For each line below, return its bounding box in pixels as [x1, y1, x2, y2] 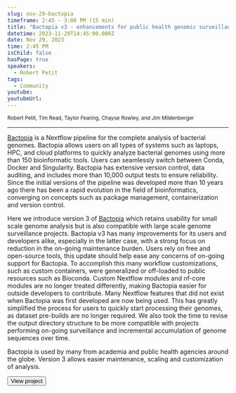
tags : [7, 75, 23, 83]
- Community [13, 82, 49, 89]
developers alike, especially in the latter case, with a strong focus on [7, 237, 206, 245]
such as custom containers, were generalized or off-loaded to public [7, 266, 206, 275]
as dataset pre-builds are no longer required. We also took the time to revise [7, 311, 228, 320]
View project [11, 378, 44, 385]
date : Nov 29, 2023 [7, 37, 65, 44]
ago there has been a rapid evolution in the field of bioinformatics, [7, 186, 198, 194]
